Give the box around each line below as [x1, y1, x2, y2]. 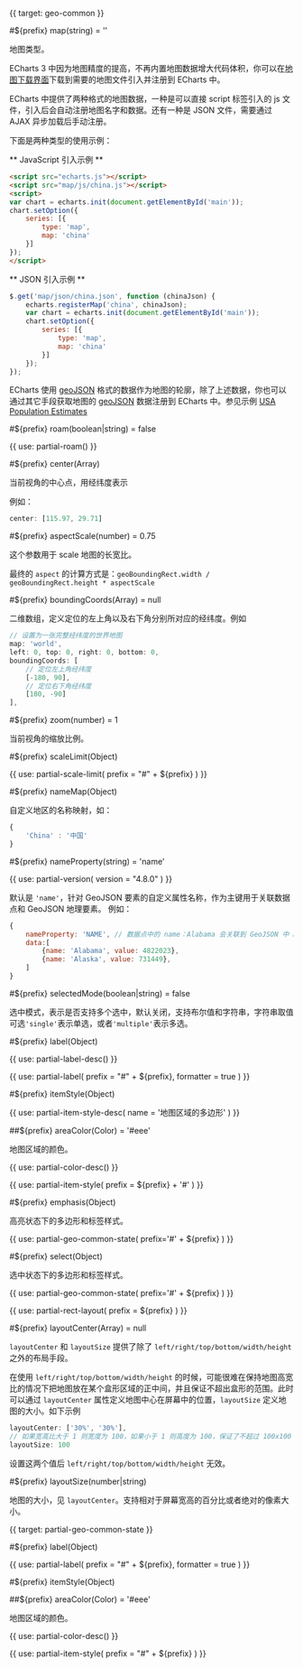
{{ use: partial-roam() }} [9, 441, 97, 452]
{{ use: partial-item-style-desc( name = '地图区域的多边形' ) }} [9, 1107, 241, 1117]
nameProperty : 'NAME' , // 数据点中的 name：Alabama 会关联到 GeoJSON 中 [25, 930, 289, 939]
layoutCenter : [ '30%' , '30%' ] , [9, 1423, 127, 1432]
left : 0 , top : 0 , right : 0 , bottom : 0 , [9, 648, 160, 657]
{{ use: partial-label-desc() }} [9, 1053, 118, 1064]
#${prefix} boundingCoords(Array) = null [9, 595, 161, 606]
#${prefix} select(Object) [9, 1250, 104, 1262]
